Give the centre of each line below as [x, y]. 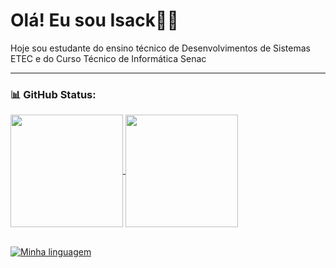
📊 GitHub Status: [53, 94]
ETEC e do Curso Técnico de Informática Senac [108, 58]
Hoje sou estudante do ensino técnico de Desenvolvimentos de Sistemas [160, 48]
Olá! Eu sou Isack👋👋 [94, 20]
